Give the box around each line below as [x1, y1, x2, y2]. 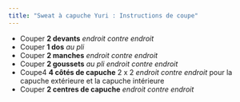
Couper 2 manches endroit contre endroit [19, 50, 158, 60]
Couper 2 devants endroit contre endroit [19, 33, 154, 43]
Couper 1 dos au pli [19, 41, 85, 52]
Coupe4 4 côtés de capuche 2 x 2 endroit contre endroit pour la [19, 67, 233, 76]
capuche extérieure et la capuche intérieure [19, 76, 165, 85]
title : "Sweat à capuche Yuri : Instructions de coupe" [8, 11, 198, 20]
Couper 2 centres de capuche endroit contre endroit [19, 84, 194, 94]
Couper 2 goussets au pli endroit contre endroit [19, 59, 178, 69]
